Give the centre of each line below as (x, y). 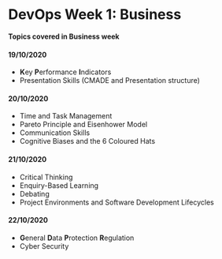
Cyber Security (44, 246)
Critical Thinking (46, 177)
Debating (34, 193)
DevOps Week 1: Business (95, 15)
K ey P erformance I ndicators (65, 72)
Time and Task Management (66, 116)
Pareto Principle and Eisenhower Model (83, 125)
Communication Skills (55, 133)
